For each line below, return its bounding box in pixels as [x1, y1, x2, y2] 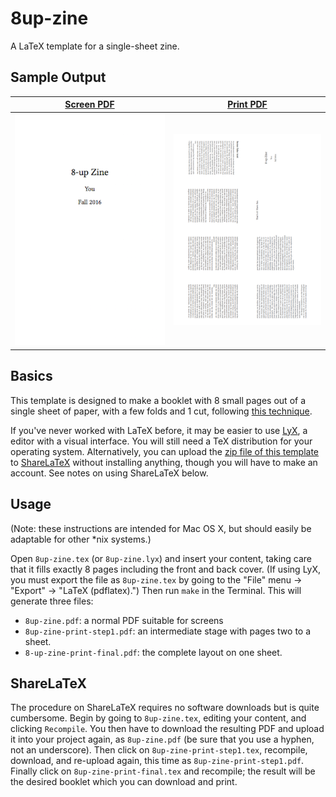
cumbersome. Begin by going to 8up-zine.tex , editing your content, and [10, 712, 307, 724]
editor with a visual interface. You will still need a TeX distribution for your [10, 435, 313, 447]
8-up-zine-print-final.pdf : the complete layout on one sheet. [24, 646, 283, 658]
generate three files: [10, 595, 94, 607]
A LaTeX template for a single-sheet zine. [10, 40, 180, 52]
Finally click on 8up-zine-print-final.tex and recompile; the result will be [10, 765, 316, 777]
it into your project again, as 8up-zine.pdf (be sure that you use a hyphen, [10, 733, 315, 746]
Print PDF [227, 98, 268, 111]
